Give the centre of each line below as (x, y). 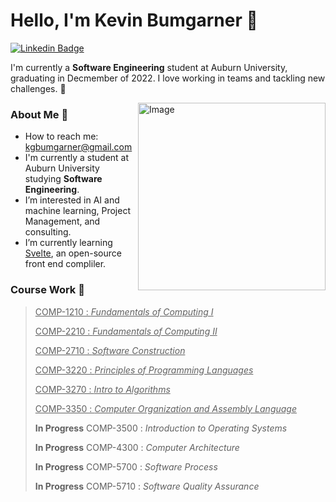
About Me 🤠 (39, 114)
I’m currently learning (68, 243)
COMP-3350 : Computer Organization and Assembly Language (166, 408)
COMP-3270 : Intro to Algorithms (102, 389)
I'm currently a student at (77, 158)
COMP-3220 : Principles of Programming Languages (144, 370)
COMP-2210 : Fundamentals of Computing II (126, 331)
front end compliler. (65, 264)
